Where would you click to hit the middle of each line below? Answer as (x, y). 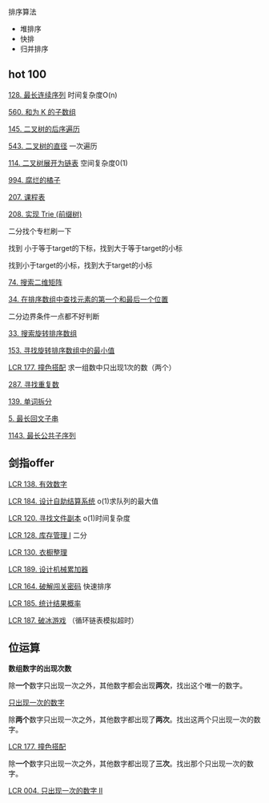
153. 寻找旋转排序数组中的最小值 (62, 350)
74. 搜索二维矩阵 (35, 282)
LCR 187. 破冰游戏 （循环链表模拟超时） (73, 620)
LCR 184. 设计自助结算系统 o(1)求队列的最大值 (83, 501)
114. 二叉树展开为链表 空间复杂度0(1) (68, 163)
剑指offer (31, 463)
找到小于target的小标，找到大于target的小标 (80, 265)
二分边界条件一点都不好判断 (54, 316)
